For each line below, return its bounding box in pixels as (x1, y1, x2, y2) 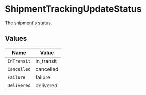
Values (5, 34, 27, 43)
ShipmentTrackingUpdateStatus (5, 3, 142, 15)
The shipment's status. (5, 20, 52, 26)
